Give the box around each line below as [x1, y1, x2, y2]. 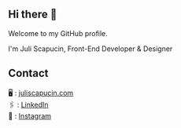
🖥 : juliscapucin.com [8, 88, 74, 97]
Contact [8, 67, 49, 80]
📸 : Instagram [8, 111, 52, 120]
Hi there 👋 [8, 8, 57, 21]
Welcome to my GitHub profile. [8, 28, 108, 38]
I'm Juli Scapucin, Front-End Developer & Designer [8, 44, 173, 53]
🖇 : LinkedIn [8, 100, 49, 109]
